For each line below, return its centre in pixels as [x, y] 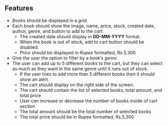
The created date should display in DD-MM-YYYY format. [80, 36]
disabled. [29, 47]
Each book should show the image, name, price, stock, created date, [83, 26]
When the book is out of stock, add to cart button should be [82, 42]
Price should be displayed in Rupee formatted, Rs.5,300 [78, 52]
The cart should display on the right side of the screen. [77, 85]
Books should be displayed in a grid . [50, 20]
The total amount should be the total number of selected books [85, 111]
